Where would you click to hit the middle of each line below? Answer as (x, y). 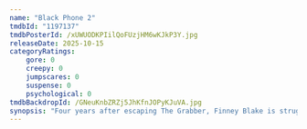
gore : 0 (40, 60)
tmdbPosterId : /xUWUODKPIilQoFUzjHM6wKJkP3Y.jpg (104, 35)
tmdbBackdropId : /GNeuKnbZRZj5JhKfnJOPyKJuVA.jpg (106, 102)
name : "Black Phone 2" (53, 18)
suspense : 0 (48, 85)
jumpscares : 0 (53, 77)
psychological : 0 (59, 94)
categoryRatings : (42, 52)
